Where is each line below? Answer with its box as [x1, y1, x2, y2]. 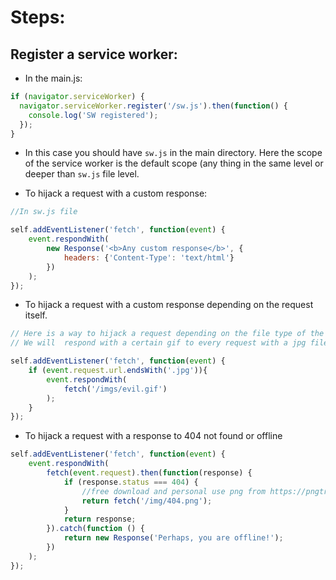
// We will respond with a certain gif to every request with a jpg [10, 338, 307, 348]
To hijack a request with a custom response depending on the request [24, 299, 314, 311]
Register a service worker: [10, 46, 178, 63]
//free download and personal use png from [81, 486, 267, 496]
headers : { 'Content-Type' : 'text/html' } [63, 252, 235, 263]
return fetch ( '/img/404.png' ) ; [81, 496, 213, 506]
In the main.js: [24, 72, 83, 84]
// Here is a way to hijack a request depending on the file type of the [10, 329, 325, 339]
